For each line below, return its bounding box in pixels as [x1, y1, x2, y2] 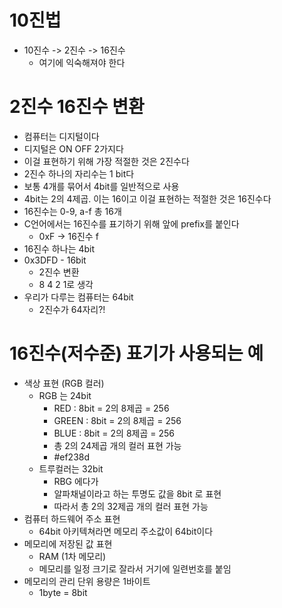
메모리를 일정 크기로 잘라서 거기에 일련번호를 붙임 [38, 562, 232, 575]
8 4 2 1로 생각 [38, 278, 94, 290]
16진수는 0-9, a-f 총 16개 [23, 205, 122, 217]
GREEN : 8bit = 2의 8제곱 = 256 [53, 414, 182, 426]
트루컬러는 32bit [38, 462, 104, 475]
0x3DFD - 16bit [23, 254, 87, 266]
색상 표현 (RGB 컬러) [23, 377, 105, 389]
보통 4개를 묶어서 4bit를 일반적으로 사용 [23, 180, 180, 192]
